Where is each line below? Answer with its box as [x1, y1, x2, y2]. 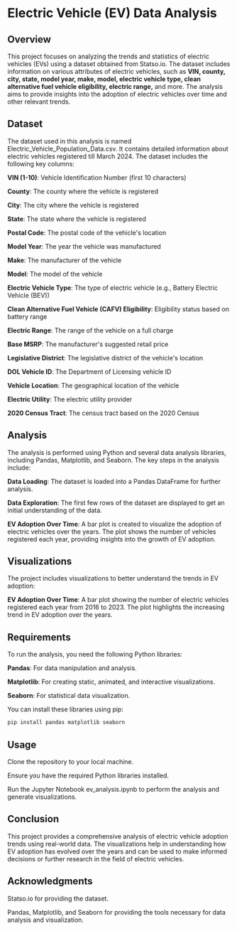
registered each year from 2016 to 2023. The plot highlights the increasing [7, 603, 225, 612]
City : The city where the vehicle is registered [7, 200, 140, 209]
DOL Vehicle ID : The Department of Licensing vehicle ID [7, 367, 172, 376]
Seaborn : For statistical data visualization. [7, 691, 131, 700]
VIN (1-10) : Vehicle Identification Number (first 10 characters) [7, 173, 187, 182]
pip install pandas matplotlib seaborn [7, 719, 126, 726]
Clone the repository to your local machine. [7, 757, 134, 765]
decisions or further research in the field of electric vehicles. [7, 854, 184, 863]
